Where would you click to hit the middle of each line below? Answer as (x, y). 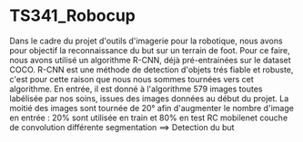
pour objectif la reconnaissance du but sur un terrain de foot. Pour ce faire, (150, 50)
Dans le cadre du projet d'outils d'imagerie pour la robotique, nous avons (146, 41)
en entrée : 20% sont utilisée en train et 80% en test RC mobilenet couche (149, 118)
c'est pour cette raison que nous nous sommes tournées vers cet (132, 79)
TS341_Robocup (73, 16)
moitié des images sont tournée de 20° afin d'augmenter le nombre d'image (151, 108)
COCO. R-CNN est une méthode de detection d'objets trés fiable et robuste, (151, 70)
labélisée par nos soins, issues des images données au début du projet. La (149, 98)
